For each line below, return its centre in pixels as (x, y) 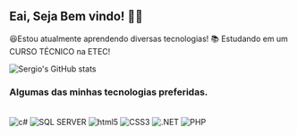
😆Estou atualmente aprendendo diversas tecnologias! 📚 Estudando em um (149, 38)
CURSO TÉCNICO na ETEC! (60, 51)
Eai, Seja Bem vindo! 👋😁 (76, 17)
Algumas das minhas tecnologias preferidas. (109, 92)
